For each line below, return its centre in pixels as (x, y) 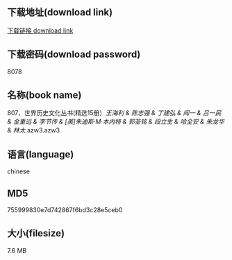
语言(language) (41, 154)
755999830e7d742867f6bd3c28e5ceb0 (65, 210)
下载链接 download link (40, 31)
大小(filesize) (36, 233)
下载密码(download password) (74, 54)
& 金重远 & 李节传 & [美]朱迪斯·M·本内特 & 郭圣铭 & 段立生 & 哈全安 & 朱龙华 (116, 122)
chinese (18, 171)
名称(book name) (44, 95)
